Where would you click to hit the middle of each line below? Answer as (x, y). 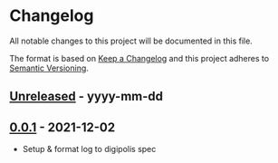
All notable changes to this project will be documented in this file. (131, 41)
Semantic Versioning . (49, 68)
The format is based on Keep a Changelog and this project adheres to (139, 58)
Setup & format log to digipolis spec (89, 149)
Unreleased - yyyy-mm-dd (86, 96)
